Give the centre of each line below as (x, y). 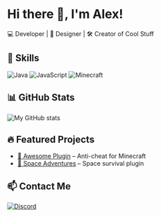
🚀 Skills (23, 58)
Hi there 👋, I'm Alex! (65, 14)
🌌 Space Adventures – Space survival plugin (80, 164)
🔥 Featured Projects (51, 139)
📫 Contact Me (39, 186)
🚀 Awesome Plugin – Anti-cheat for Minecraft (82, 156)
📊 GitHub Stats (41, 97)
